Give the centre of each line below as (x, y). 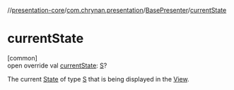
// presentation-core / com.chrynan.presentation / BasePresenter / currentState (117, 10)
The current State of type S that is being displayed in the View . (98, 79)
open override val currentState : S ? (57, 65)
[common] (22, 58)
